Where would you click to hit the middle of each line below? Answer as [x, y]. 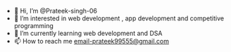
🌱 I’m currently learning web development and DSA [88, 33]
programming [34, 26]
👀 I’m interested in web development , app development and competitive [119, 18]
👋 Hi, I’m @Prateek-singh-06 [55, 11]
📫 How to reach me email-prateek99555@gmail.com [91, 41]
